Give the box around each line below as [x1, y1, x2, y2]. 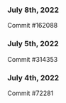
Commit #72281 [7, 89, 54, 97]
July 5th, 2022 [7, 39, 59, 49]
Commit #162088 [7, 21, 58, 30]
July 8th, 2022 [7, 5, 59, 15]
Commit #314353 [7, 55, 58, 63]
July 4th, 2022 [7, 72, 60, 82]
